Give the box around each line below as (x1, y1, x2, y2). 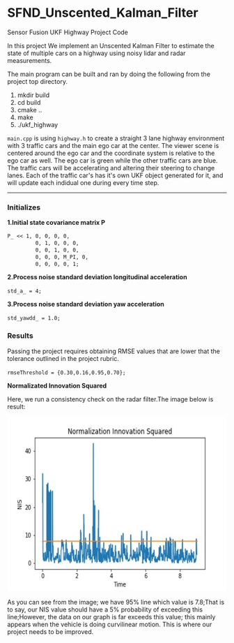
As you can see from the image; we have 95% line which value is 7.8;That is (7, 598, 225, 606)
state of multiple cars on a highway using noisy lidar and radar (7, 49, 186, 57)
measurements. (7, 56, 52, 64)
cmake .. (17, 105, 42, 114)
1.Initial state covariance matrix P (7, 219, 106, 227)
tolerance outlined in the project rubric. (7, 354, 120, 362)
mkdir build (17, 91, 50, 99)
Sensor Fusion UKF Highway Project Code (7, 28, 129, 36)
